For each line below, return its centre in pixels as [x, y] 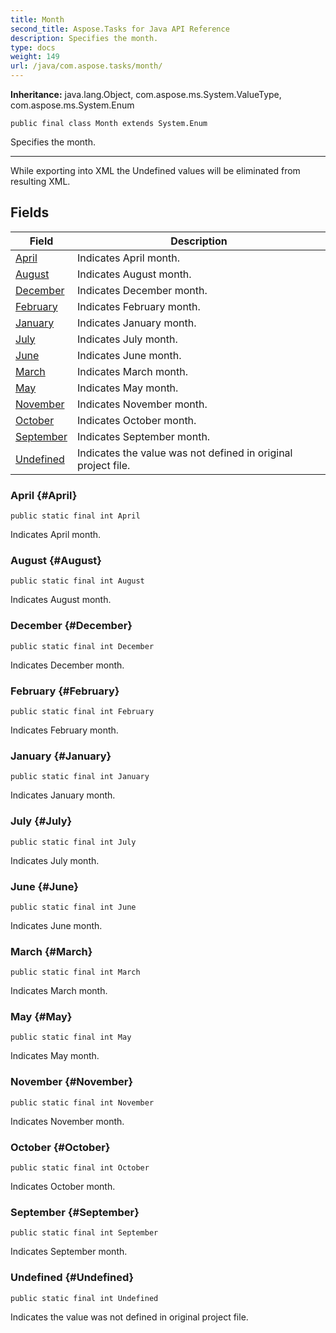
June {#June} [44, 886]
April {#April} [44, 495]
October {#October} [60, 1147]
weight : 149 [35, 57]
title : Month [37, 19]
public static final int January [80, 777]
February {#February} [65, 691]
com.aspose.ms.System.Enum [72, 105]
